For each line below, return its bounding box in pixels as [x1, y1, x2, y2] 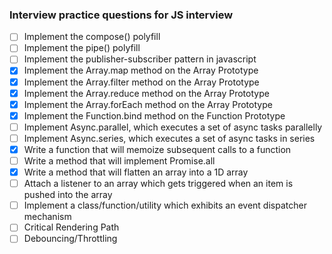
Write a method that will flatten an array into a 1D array [23, 166, 249, 178]
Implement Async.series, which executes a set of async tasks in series [23, 132, 316, 144]
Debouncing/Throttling [23, 233, 118, 245]
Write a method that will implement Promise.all [23, 154, 216, 167]
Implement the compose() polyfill [23, 31, 161, 43]
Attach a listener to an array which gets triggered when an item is [23, 178, 294, 190]
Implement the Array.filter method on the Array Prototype [23, 76, 260, 88]
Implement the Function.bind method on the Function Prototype [23, 109, 286, 122]
